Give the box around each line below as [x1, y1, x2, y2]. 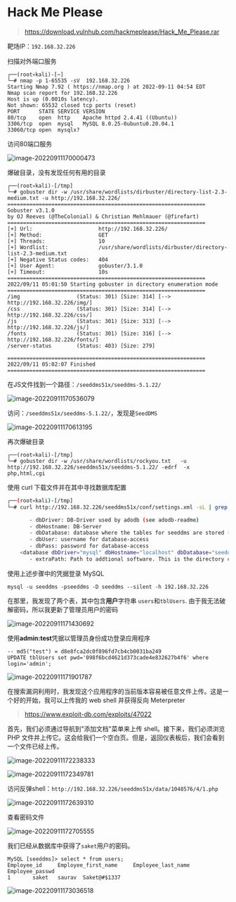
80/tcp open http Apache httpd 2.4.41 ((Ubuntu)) [7, 114, 178, 121]
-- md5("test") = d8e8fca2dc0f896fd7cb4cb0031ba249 [7, 648, 162, 655]
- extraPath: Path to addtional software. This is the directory [29, 555, 225, 563]
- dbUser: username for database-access [29, 536, 150, 543]
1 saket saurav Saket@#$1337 [7, 874, 121, 881]
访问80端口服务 [7, 139, 53, 148]
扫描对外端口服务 [7, 57, 57, 65]
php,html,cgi [7, 469, 46, 477]
